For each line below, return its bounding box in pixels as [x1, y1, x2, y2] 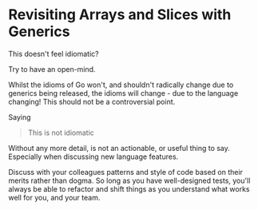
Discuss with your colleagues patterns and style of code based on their [8, 167, 244, 176]
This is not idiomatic [27, 128, 94, 137]
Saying [8, 112, 31, 121]
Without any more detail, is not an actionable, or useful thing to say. [8, 143, 230, 153]
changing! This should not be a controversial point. [8, 97, 176, 106]
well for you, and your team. [8, 192, 101, 202]
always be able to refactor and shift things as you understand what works [8, 184, 250, 193]
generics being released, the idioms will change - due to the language [8, 88, 239, 97]
